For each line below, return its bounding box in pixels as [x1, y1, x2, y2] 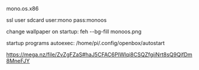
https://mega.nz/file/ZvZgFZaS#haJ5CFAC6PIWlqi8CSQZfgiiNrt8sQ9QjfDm [6, 51, 193, 58]
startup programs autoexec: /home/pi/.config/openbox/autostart [6, 40, 165, 46]
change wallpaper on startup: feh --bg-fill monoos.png [6, 28, 142, 35]
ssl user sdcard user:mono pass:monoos [6, 17, 107, 23]
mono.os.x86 [6, 5, 39, 12]
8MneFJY [6, 58, 30, 64]
